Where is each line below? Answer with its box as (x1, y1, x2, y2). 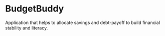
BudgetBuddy (5, 3, 64, 14)
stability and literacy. (5, 24, 48, 30)
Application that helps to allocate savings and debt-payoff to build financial (5, 19, 160, 25)
